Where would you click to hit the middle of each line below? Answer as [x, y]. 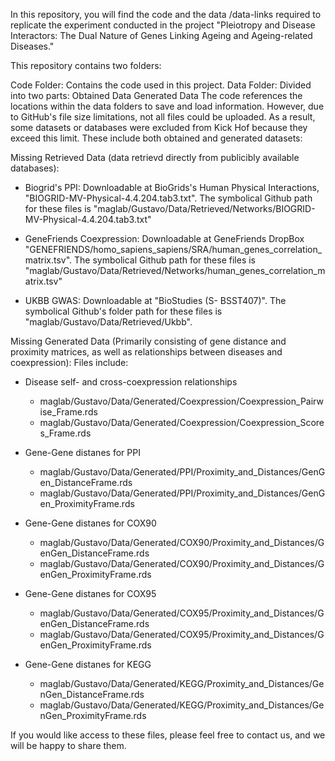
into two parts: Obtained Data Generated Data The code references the [156, 95]
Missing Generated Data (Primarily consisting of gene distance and [148, 341]
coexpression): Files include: [69, 362]
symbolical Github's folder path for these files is [123, 311]
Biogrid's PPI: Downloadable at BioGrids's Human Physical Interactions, [172, 187]
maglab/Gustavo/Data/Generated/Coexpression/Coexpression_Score [182, 422]
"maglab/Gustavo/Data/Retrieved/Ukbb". [108, 322]
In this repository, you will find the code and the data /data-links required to [166, 14]
